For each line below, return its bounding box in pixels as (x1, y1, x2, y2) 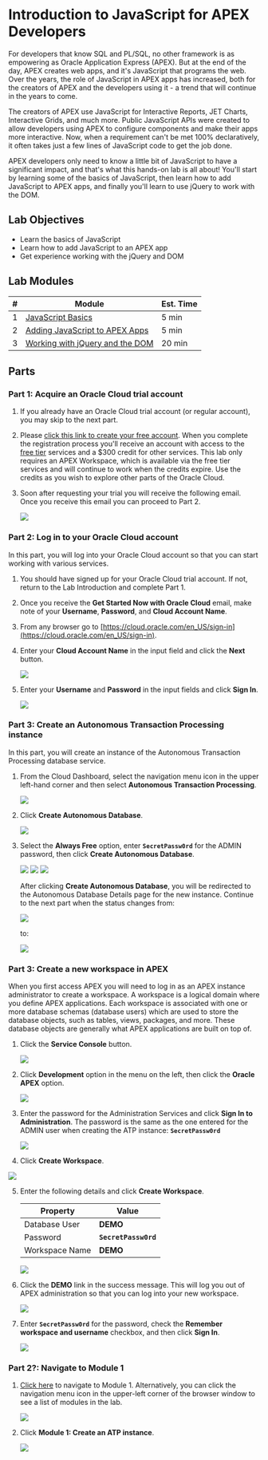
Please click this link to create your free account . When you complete (19, 431, 249, 440)
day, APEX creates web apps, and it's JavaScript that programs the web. (8, 65, 247, 75)
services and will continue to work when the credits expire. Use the (19, 464, 242, 474)
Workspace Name (23, 1245, 92, 1256)
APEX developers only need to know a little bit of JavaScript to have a (8, 156, 238, 165)
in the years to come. (8, 91, 78, 101)
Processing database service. (8, 756, 106, 765)
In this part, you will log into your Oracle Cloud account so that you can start (8, 550, 258, 559)
